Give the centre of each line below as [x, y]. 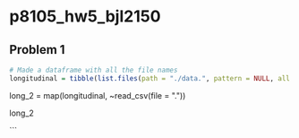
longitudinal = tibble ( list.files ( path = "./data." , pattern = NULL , [142, 78]
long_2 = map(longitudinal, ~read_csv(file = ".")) [98, 95]
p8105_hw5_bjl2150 [85, 17]
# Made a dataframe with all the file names [94, 70]
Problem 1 [37, 50]
